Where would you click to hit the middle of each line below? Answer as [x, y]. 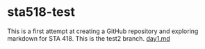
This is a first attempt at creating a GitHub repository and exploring [103, 31]
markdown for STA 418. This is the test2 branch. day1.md [89, 38]
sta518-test [41, 12]
